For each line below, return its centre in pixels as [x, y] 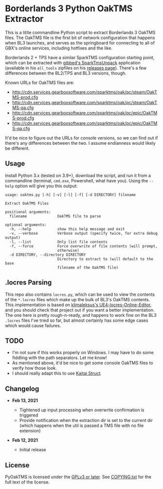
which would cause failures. [33, 325]
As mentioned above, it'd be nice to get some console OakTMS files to [82, 363]
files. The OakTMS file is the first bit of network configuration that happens [80, 38]
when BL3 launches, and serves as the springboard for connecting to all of [80, 43]
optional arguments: [26, 225]
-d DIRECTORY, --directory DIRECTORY [48, 255]
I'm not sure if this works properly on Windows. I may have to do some [83, 353]
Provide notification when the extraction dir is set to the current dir [86, 421]
